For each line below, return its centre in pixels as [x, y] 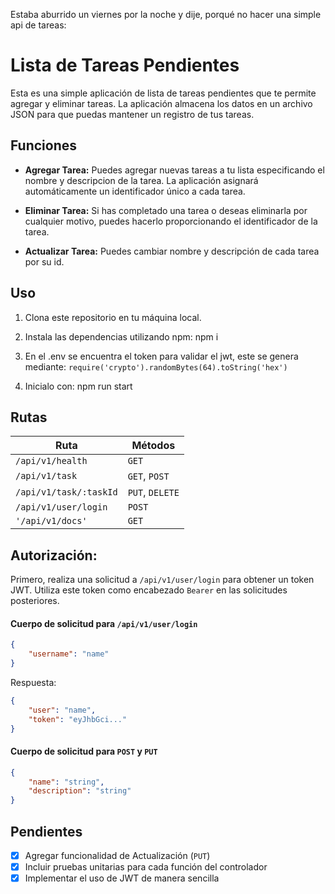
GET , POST [148, 476]
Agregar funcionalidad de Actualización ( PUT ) [117, 856]
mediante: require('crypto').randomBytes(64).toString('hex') [156, 366]
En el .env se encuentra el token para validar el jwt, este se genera [161, 356]
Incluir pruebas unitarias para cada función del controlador [146, 867]
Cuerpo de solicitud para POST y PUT [84, 751]
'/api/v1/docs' [51, 521]
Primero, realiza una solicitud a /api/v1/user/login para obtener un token [162, 580]
